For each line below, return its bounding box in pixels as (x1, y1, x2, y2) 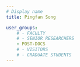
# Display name (6, 8, 43, 15)
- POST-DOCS (16, 41, 46, 47)
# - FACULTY (16, 30, 46, 36)
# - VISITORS (16, 46, 48, 53)
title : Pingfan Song (6, 14, 57, 20)
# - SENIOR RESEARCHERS (16, 36, 75, 42)
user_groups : (6, 25, 38, 31)
